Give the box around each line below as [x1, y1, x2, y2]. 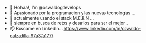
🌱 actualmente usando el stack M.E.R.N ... [9, 15, 94, 21]
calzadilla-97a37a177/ [9, 33, 54, 39]
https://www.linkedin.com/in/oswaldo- [63, 26, 141, 31]
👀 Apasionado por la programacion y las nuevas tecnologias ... [9, 10, 136, 16]
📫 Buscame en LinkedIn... [9, 26, 63, 31]
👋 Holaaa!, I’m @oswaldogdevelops [9, 5, 81, 10]
